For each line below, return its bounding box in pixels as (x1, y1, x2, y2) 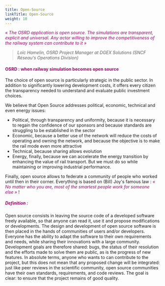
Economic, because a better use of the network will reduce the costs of (12, 132, 157, 138)
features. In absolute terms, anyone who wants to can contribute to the (5, 254, 149, 260)
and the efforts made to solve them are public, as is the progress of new (5, 249, 151, 255)
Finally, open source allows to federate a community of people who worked (5, 173, 158, 179)
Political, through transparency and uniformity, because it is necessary (12, 117, 156, 123)
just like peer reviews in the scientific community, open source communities (5, 264, 159, 270)
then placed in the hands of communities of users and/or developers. (5, 228, 145, 234)
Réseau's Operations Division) (17, 55, 79, 61)
